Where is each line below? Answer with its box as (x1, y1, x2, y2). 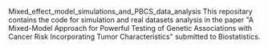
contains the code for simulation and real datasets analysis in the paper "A (8, 15, 254, 24)
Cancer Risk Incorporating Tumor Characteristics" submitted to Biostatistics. (8, 32, 261, 41)
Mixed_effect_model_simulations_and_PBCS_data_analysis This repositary (8, 7, 253, 16)
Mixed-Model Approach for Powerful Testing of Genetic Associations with (8, 24, 253, 32)
